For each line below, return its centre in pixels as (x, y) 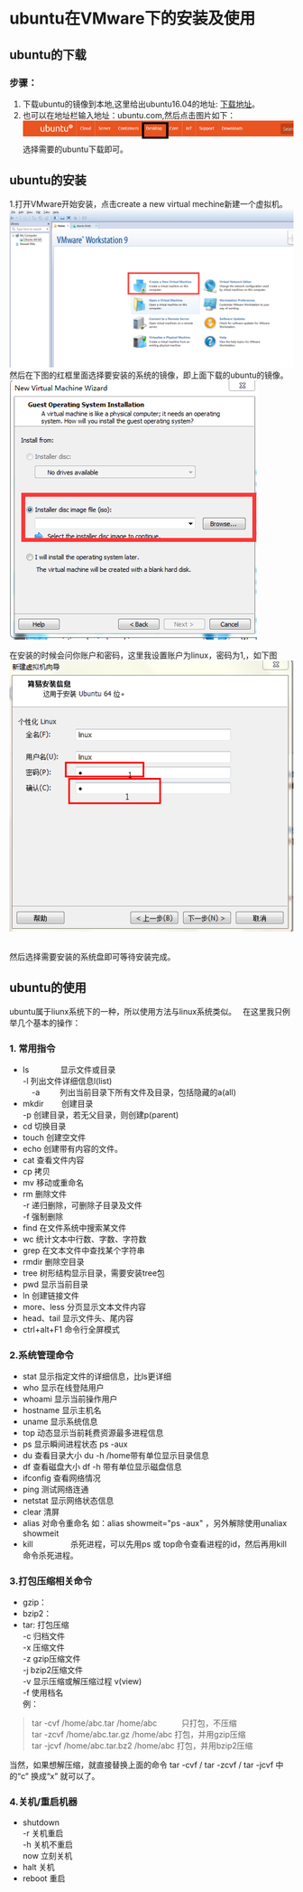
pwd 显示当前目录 (55, 1284)
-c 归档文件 (44, 1636)
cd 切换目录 (44, 1126)
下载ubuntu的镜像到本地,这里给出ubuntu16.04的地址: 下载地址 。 (141, 104)
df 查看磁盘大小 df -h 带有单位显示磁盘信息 (102, 1467)
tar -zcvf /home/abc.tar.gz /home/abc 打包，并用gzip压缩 (138, 1735)
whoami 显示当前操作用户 (70, 1399)
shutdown (41, 1822)
